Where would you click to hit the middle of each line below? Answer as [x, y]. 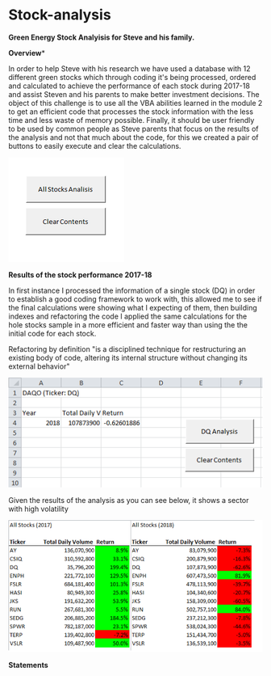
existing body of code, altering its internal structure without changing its [128, 357]
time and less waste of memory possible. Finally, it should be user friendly [131, 120]
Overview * [27, 53]
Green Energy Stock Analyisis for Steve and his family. [102, 37]
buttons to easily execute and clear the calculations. [95, 146]
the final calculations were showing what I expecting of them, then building [133, 307]
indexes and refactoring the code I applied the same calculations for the [128, 316]
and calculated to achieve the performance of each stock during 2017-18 [129, 86]
